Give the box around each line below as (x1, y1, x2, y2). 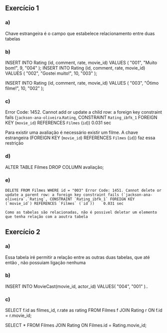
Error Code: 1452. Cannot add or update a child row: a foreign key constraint (5, 109, 162, 115)
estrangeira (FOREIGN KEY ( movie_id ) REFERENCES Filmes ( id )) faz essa (5, 135, 156, 141)
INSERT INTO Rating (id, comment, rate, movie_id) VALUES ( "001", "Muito (5, 60, 158, 66)
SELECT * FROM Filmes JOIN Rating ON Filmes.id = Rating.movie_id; (5, 322, 147, 328)
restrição (5, 140, 24, 146)
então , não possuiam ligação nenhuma (5, 259, 86, 265)
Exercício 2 (5, 228, 41, 236)
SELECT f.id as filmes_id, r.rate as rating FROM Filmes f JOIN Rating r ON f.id (5, 307, 163, 313)
